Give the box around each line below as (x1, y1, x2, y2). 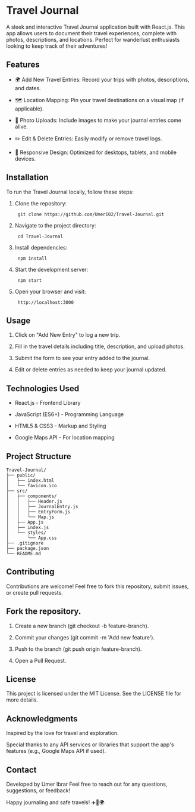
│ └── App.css (6, 535, 58, 541)
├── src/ (6, 488, 28, 494)
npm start (17, 277, 42, 284)
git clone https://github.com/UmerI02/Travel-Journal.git (17, 211, 165, 217)
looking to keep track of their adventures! (6, 42, 108, 50)
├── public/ (6, 472, 36, 478)
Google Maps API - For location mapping (14, 434, 115, 441)
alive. (14, 123, 29, 130)
